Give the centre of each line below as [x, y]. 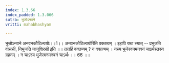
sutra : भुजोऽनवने [20, 19]
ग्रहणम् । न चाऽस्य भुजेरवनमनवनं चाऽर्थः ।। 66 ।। [48, 55]
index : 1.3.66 [20, 10]
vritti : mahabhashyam [28, 24]
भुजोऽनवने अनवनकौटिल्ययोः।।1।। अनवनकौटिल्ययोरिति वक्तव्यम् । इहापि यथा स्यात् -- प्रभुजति [83, 44]
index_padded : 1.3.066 [29, 15]
